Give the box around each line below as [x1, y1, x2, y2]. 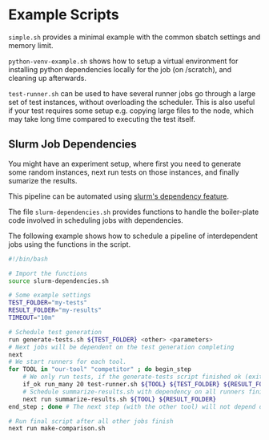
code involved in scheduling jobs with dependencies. [8, 215, 184, 225]
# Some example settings [8, 291, 91, 300]
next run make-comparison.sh [8, 425, 106, 433]
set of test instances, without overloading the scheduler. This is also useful [8, 97, 255, 107]
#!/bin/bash [8, 255, 48, 263]
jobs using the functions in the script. [8, 239, 131, 249]
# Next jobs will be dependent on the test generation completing [8, 343, 235, 351]
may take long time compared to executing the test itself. [8, 114, 196, 123]
